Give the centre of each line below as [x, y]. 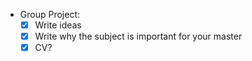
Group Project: [50, 14]
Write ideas [58, 25]
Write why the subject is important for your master [138, 36]
